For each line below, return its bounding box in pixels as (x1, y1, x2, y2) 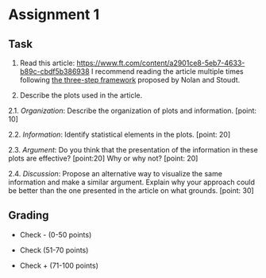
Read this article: (19, 58, 75, 68)
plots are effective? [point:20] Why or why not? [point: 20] (8, 153, 199, 163)
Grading (8, 209, 49, 222)
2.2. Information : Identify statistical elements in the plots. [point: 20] (8, 129, 231, 139)
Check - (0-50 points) (19, 230, 92, 239)
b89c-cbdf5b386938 (19, 67, 90, 76)
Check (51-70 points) (19, 245, 89, 255)
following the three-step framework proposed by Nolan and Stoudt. (19, 75, 241, 84)
